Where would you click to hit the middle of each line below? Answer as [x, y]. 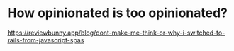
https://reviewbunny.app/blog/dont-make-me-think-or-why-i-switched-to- [116, 33]
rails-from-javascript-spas [46, 40]
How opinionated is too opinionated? [118, 13]
